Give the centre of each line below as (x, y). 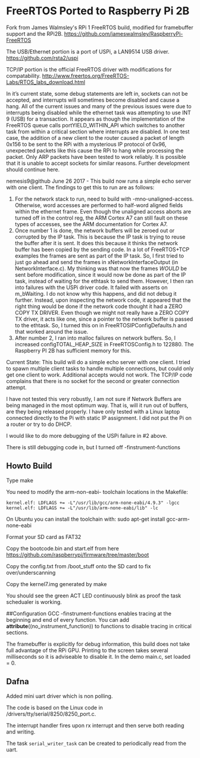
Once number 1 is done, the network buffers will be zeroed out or (95, 230)
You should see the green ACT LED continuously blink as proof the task (94, 596)
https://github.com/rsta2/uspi (42, 58)
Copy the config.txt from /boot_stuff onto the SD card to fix (79, 566)
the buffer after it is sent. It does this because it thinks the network (96, 243)
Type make (20, 480)
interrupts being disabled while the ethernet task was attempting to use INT (99, 112)
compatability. (24, 76)
